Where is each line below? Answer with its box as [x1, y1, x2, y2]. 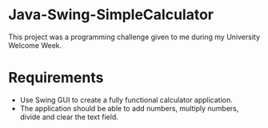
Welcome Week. [8, 40, 62, 50]
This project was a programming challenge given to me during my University [8, 32, 261, 42]
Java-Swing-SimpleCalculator [8, 6, 214, 24]
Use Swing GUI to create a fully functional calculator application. [19, 94, 234, 105]
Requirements [8, 69, 104, 87]
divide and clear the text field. [19, 112, 118, 122]
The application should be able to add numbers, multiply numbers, [19, 103, 239, 113]
